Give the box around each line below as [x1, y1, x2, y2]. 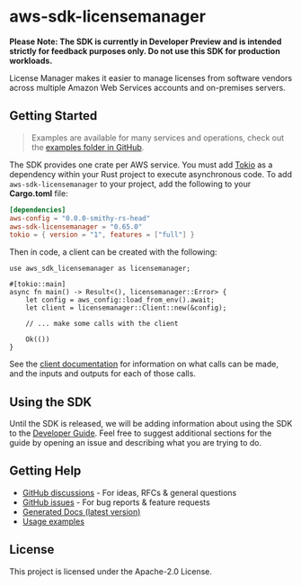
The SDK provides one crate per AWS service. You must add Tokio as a [9, 159, 273, 170]
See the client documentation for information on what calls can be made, [9, 358, 279, 370]
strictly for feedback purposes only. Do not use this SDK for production [9, 45, 280, 56]
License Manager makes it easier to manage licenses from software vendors [9, 72, 293, 83]
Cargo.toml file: [9, 187, 69, 199]
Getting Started [9, 108, 98, 123]
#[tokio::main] [9, 280, 66, 289]
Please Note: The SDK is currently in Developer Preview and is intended [9, 36, 282, 47]
